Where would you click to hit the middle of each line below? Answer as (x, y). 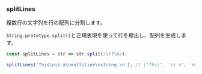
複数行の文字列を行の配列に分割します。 (56, 23)
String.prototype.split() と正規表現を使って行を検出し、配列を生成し (94, 35)
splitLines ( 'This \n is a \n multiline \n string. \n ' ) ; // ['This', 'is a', (96, 65)
